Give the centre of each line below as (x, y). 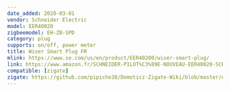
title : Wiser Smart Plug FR (47, 52)
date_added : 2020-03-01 (41, 13)
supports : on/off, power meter (52, 45)
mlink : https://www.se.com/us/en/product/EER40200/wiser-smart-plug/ (108, 58)
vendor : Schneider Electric (47, 20)
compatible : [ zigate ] (38, 70)
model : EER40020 (30, 26)
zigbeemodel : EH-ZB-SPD (41, 32)
